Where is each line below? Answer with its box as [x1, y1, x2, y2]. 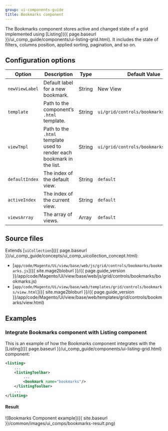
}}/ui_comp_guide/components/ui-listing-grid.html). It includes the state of [5, 36, 158, 42]
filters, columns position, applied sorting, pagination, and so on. [5, 41, 136, 47]
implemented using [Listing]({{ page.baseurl [5, 31, 96, 37]
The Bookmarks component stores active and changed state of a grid [5, 25, 148, 31]
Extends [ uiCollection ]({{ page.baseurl [5, 248, 87, 254]
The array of [43, 211, 72, 218]
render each [43, 149, 72, 156]
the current [43, 197, 70, 204]
